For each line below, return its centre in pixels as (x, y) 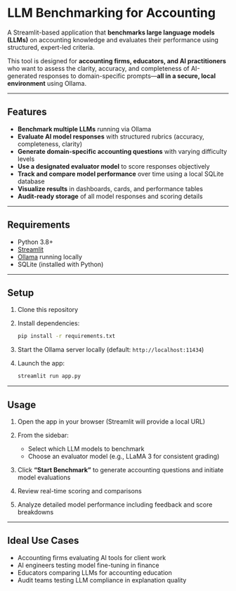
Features (27, 112)
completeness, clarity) (50, 144)
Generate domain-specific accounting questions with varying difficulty (122, 151)
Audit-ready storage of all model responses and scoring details (110, 196)
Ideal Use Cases (43, 541)
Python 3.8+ (35, 242)
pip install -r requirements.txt (66, 336)
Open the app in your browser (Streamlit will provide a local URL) (111, 421)
